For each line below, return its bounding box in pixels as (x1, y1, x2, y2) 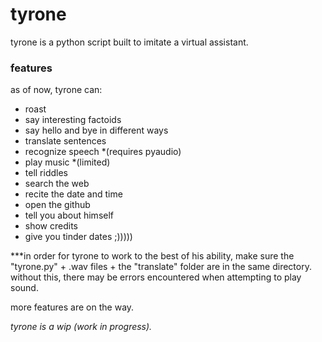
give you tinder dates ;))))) (24, 231, 133, 243)
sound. (10, 282, 39, 294)
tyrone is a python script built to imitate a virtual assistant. (10, 36, 249, 48)
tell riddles (24, 167, 69, 179)
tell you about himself (24, 209, 115, 222)
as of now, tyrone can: (10, 84, 103, 96)
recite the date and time (24, 188, 123, 200)
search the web (24, 178, 90, 190)
